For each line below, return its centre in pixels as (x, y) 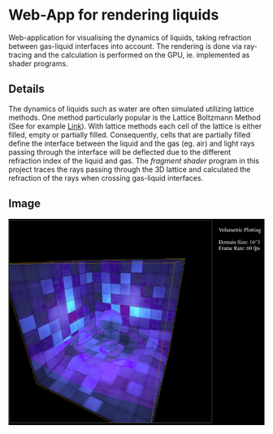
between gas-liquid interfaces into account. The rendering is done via (125, 46)
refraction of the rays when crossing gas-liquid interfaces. (106, 178)
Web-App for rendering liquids (114, 15)
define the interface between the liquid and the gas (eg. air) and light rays (132, 143)
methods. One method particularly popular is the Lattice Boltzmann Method (135, 117)
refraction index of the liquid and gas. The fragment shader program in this (134, 160)
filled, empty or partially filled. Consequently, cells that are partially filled (130, 134)
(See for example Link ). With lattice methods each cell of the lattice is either (135, 126)
